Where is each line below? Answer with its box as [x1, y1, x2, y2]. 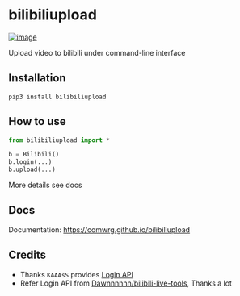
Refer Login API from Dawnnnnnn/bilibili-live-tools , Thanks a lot [19, 278, 233, 288]
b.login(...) [8, 158, 53, 166]
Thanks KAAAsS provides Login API [19, 269, 134, 279]
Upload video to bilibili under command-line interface [8, 48, 186, 57]
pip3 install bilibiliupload [8, 93, 107, 101]
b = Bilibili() [8, 151, 60, 159]
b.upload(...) [8, 165, 57, 174]
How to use [8, 115, 66, 128]
